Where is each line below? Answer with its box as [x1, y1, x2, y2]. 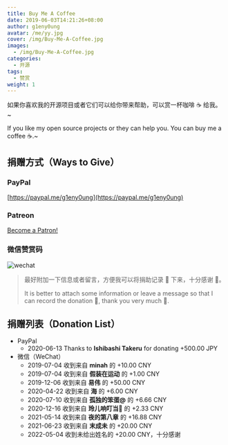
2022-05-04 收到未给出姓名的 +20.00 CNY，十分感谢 [27, 430, 181, 439]
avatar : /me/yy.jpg [7, 29, 64, 37]
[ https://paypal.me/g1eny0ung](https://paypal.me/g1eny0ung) [7, 193, 184, 201]
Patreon [7, 210, 35, 220]
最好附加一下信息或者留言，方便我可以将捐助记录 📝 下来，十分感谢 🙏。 [23, 275, 225, 284]
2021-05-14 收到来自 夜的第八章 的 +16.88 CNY [27, 413, 162, 421]
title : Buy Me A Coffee [7, 10, 76, 17]
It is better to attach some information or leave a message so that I [23, 289, 213, 298]
